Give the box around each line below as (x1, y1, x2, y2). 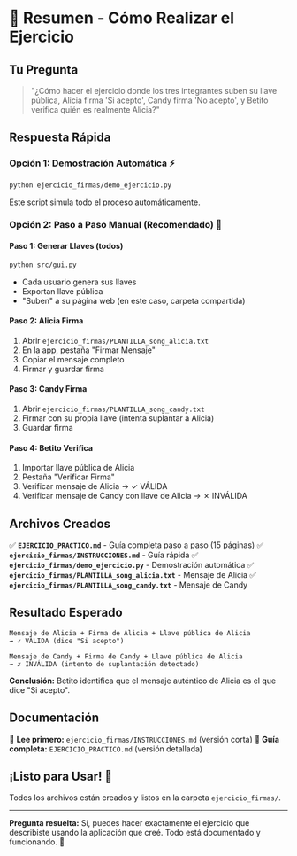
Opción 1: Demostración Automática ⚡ (9, 157, 176, 169)
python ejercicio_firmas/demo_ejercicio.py (9, 181, 172, 190)
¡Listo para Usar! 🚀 (9, 769, 113, 783)
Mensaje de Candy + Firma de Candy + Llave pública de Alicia (9, 651, 243, 661)
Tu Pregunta (9, 62, 79, 77)
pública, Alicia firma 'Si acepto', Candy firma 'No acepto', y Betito (30, 95, 269, 105)
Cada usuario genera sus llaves (21, 276, 137, 287)
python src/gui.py (9, 261, 77, 269)
